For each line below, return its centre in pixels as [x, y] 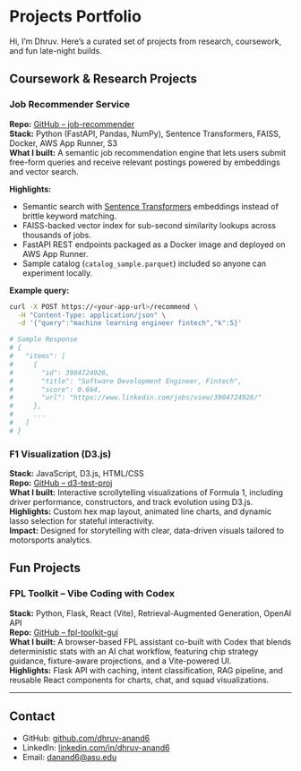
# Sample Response [43, 339]
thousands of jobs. [57, 235]
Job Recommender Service [70, 105]
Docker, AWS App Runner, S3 [64, 143]
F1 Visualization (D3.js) [60, 454]
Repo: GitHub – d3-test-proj [61, 483]
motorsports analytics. [51, 540]
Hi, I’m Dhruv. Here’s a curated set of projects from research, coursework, [146, 41]
